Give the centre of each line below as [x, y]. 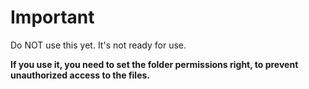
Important [52, 17]
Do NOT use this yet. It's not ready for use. [98, 45]
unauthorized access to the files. [80, 75]
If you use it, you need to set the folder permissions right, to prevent [154, 64]
